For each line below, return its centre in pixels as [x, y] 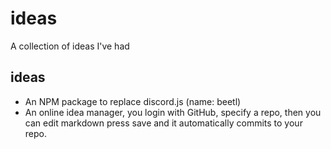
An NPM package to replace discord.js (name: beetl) [133, 101]
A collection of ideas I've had [70, 46]
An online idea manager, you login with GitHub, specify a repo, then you [173, 112]
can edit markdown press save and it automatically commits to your [163, 123]
